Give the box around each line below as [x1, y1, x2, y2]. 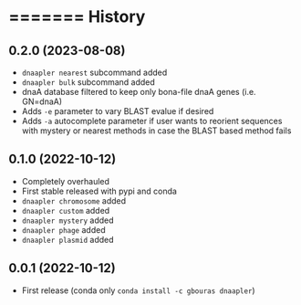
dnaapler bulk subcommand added [21, 77, 156, 88]
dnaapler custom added [21, 205, 110, 216]
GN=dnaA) [21, 96, 63, 107]
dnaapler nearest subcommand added [21, 67, 168, 78]
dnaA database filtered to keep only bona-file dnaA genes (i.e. [21, 87, 256, 97]
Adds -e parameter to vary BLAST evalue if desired [21, 106, 214, 116]
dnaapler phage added [21, 224, 106, 235]
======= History [8, 6, 146, 27]
